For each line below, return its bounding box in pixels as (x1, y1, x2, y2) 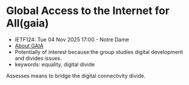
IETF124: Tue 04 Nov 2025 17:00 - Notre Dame (14, 36, 129, 43)
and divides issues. (14, 55, 62, 62)
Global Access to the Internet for (6, 4, 170, 18)
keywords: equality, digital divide (14, 60, 95, 68)
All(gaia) (6, 16, 49, 30)
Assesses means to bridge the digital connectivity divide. (6, 72, 146, 79)
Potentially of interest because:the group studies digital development (14, 48, 183, 55)
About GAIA (14, 42, 44, 49)
